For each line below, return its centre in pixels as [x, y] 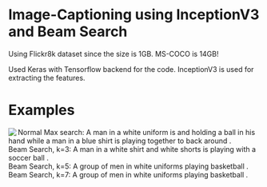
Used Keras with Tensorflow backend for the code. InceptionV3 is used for [131, 69]
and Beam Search [68, 32]
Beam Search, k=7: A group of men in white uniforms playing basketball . [128, 174]
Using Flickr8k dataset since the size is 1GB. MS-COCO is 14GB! [114, 54]
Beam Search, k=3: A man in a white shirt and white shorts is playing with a [132, 149]
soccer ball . [29, 157]
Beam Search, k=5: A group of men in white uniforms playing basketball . [129, 166]
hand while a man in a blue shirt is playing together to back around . [120, 141]
